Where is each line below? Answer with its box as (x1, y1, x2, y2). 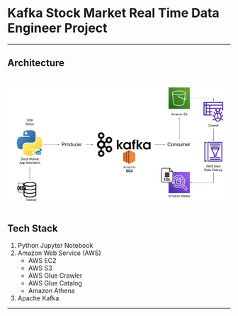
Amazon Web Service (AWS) (17, 249, 101, 257)
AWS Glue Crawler (28, 271, 83, 280)
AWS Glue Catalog (28, 279, 83, 288)
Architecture (7, 57, 65, 69)
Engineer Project (7, 20, 108, 36)
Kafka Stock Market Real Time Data (7, 5, 220, 21)
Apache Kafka (17, 294, 59, 303)
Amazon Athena (28, 286, 76, 295)
